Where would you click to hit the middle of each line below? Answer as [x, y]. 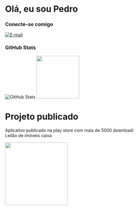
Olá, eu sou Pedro [41, 9]
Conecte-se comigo [29, 24]
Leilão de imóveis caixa [29, 135]
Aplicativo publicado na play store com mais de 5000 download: [69, 130]
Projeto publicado [42, 117]
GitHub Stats [20, 47]
